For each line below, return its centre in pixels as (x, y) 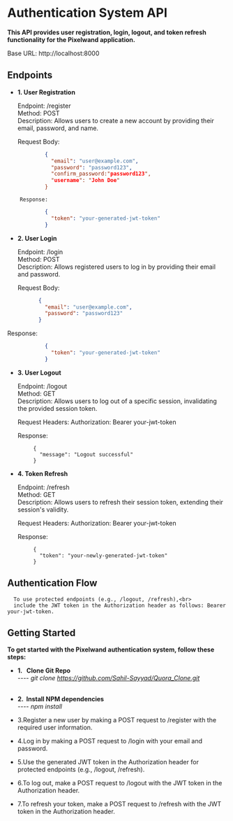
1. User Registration (46, 92)
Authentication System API (87, 13)
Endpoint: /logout (42, 386)
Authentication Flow (52, 583)
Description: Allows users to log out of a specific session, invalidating (117, 401)
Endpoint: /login (40, 252)
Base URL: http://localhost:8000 (53, 53)
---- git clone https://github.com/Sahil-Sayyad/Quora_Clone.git (108, 678)
